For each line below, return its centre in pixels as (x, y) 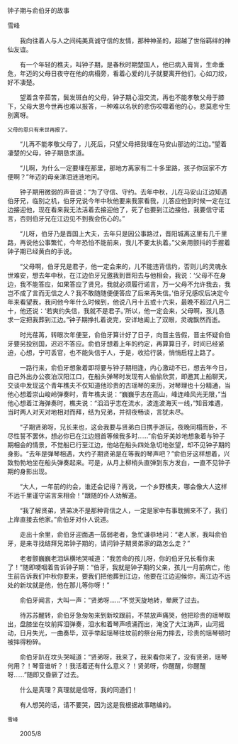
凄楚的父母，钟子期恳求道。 (48, 153)
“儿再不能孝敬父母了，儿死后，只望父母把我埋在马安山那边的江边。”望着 (123, 144)
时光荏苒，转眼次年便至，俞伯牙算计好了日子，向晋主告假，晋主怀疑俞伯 (125, 335)
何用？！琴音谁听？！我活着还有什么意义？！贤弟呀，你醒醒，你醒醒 (107, 666)
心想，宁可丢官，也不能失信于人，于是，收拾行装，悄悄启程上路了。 (119, 352)
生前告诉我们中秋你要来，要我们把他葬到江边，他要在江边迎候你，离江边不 (116, 576)
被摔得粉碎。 (26, 642)
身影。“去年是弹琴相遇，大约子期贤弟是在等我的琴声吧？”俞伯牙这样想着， (116, 454)
